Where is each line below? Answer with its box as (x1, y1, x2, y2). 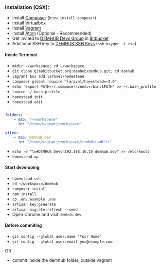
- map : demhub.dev (14, 135, 51, 140)
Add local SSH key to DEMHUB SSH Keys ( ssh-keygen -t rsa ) (12, 41, 137, 47)
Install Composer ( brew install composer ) (12, 15, 96, 21)
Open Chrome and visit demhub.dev (12, 211, 82, 217)
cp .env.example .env (12, 197, 56, 201)
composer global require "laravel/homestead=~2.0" (12, 79, 117, 84)
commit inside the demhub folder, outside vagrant (12, 257, 112, 263)
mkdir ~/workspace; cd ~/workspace (12, 64, 85, 68)
